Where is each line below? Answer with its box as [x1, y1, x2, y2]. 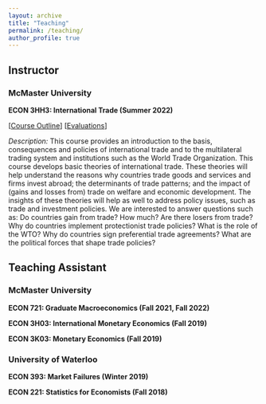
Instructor [8, 63, 60, 76]
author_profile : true [8, 33, 80, 42]
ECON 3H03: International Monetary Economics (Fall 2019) [8, 318, 207, 328]
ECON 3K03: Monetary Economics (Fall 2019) [8, 334, 162, 343]
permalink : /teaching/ [8, 26, 84, 34]
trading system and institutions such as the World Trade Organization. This [8, 153, 253, 163]
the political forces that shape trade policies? [8, 237, 156, 247]
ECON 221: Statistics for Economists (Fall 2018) [8, 387, 168, 397]
